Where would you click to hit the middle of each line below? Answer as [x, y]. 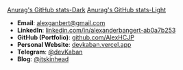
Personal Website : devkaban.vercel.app [74, 45]
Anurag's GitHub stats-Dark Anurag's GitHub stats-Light [87, 10]
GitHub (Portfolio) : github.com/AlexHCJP [76, 37]
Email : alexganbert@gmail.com [61, 23]
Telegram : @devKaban [50, 52]
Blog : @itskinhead [43, 59]
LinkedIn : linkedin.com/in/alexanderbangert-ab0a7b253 [96, 30]
